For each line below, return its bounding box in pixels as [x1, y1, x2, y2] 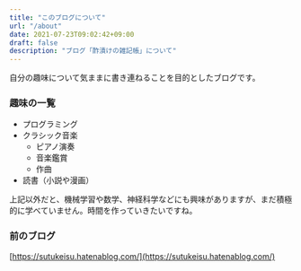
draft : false [9, 38, 58, 48]
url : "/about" [9, 22, 63, 31]
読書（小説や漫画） [22, 175, 94, 186]
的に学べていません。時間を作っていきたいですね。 [9, 205, 198, 216]
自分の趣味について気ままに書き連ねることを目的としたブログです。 [9, 73, 261, 83]
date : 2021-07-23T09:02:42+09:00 [9, 30, 135, 39]
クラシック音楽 [22, 130, 78, 141]
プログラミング [22, 118, 78, 130]
